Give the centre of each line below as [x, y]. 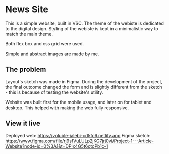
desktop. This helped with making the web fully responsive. [67, 108]
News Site [27, 9]
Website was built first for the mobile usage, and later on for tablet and [79, 102]
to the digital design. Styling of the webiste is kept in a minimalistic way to [82, 28]
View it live [23, 123]
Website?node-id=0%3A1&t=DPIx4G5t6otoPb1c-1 [57, 146]
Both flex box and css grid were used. [45, 43]
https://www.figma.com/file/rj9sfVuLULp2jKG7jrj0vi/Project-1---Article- [79, 141]
